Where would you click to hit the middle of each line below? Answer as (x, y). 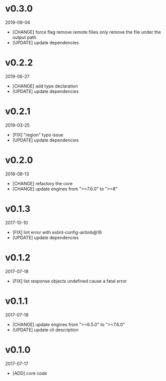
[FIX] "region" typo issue (38, 135)
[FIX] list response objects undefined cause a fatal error (70, 281)
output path (24, 37)
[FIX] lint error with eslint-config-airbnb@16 (57, 232)
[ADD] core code (30, 373)
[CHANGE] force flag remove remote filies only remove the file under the (87, 32)
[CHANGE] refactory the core (42, 183)
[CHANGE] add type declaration (45, 86)
